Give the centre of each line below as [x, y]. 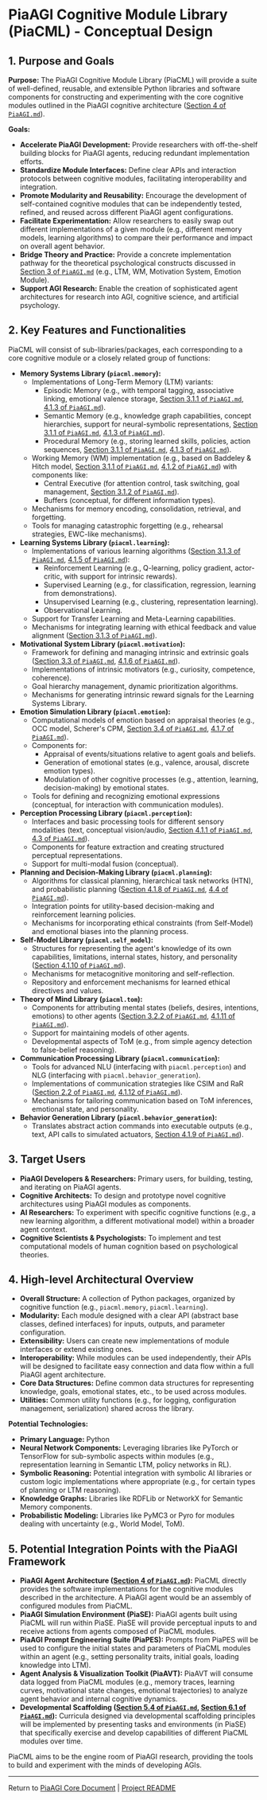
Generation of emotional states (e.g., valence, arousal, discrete [146, 762]
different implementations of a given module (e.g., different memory [131, 229]
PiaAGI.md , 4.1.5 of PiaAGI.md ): [81, 559]
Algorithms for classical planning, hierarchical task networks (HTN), [142, 880]
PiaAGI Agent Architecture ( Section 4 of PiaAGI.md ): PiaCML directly [133, 1580]
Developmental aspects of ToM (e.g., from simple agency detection [142, 1041]
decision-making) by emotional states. [106, 787]
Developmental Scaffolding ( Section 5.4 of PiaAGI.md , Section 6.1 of [133, 1708]
